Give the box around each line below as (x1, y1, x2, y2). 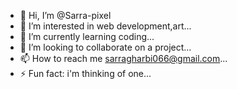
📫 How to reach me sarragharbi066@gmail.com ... (19, 53, 228, 64)
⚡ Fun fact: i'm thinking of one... (19, 68, 152, 79)
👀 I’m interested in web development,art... (19, 20, 192, 32)
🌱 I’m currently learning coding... (19, 31, 155, 42)
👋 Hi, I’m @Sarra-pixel (19, 10, 112, 21)
